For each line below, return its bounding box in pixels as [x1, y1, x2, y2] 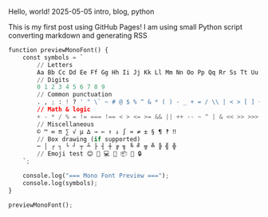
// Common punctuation [37, 91, 112, 99]
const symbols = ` [22, 53, 84, 61]
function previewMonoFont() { [8, 46, 109, 54]
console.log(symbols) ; [22, 179, 98, 187]
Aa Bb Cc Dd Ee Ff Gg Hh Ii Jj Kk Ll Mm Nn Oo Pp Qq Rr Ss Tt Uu [37, 68, 259, 77]
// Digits [37, 76, 69, 84]
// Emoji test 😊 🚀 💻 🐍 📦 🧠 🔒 [37, 150, 142, 158]
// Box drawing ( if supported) [37, 135, 141, 143]
